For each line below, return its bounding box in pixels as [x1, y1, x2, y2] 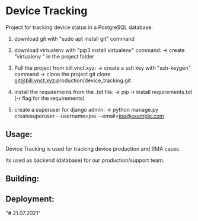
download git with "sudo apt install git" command [14, 35, 135, 42]
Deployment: [5, 194, 55, 204]
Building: [5, 174, 40, 184]
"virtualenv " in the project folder [14, 53, 94, 60]
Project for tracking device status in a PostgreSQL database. [5, 24, 154, 31]
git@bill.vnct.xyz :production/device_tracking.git [14, 77, 131, 84]
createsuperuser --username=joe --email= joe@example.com [14, 112, 164, 119]
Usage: [5, 129, 33, 139]
